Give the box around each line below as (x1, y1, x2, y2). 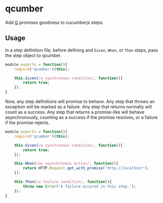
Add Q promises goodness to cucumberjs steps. (5, 19, 104, 25)
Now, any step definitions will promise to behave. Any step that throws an (5, 99, 155, 104)
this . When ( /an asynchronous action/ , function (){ (14, 161, 119, 166)
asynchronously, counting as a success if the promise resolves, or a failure (5, 114, 158, 120)
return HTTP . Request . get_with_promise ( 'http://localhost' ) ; (23, 166, 150, 171)
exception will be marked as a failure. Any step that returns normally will (5, 104, 152, 109)
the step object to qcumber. (5, 52, 62, 58)
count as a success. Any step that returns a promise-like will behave (5, 109, 145, 115)
